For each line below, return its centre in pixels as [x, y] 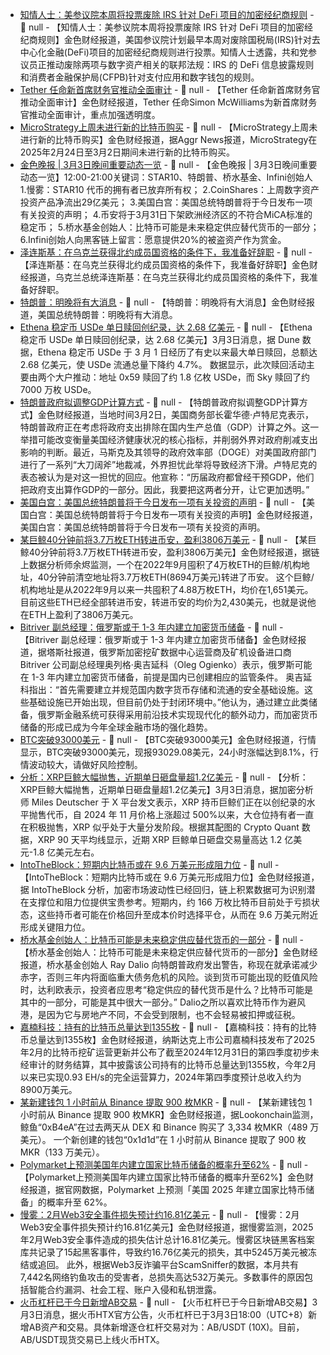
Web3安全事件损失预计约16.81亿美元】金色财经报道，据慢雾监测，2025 [166, 1227]
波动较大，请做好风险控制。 [85, 764]
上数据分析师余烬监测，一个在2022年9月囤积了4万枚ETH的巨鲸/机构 [160, 564]
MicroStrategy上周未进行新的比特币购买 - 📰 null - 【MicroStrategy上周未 [168, 127]
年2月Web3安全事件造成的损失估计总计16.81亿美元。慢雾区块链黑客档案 [167, 1239]
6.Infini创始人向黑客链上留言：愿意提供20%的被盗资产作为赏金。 [153, 239]
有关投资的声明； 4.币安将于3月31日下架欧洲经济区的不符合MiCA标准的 [166, 214]
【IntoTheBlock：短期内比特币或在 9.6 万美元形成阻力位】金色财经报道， [169, 877]
